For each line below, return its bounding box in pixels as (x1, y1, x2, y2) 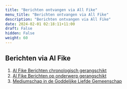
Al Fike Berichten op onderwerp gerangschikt (12, 72, 107, 78)
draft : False (5, 26, 33, 31)
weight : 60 (5, 36, 28, 41)
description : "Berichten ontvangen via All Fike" (5, 17, 111, 22)
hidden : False (5, 31, 35, 36)
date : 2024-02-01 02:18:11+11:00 (5, 21, 75, 27)
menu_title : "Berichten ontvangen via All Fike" (5, 12, 109, 17)
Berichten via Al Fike (5, 54, 71, 63)
